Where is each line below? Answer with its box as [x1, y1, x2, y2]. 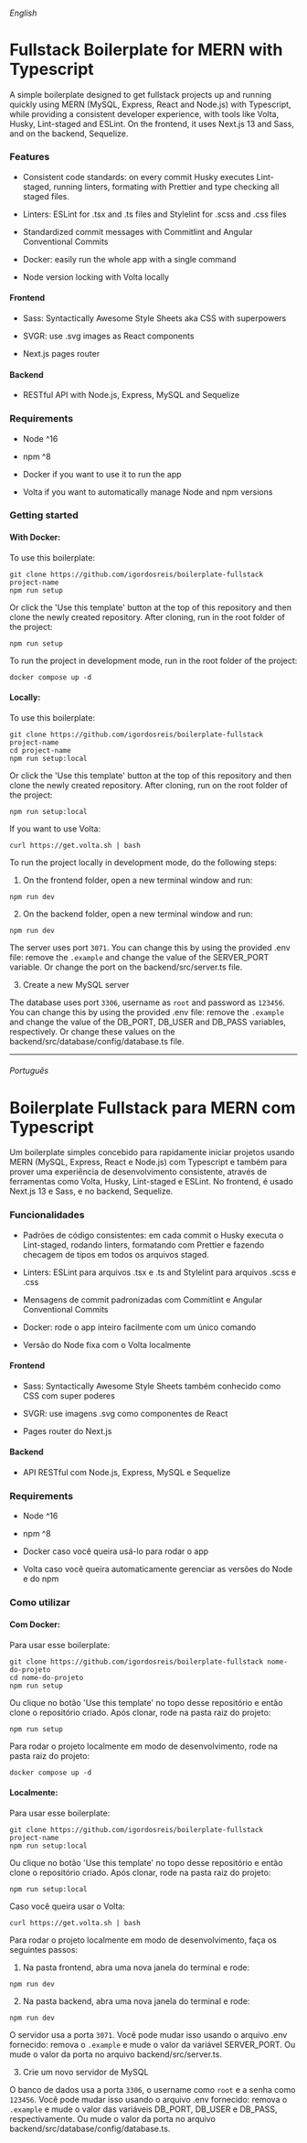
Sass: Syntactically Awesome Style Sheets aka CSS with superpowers [22, 313, 287, 324]
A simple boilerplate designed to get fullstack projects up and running [9, 89, 272, 100]
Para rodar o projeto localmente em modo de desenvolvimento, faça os [9, 1934, 277, 1945]
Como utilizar [9, 1596, 70, 1609]
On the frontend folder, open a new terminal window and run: [22, 874, 253, 885]
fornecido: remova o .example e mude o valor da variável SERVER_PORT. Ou [9, 2039, 296, 2050]
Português [9, 1066, 48, 1077]
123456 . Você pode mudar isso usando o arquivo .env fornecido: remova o [9, 2094, 288, 2105]
